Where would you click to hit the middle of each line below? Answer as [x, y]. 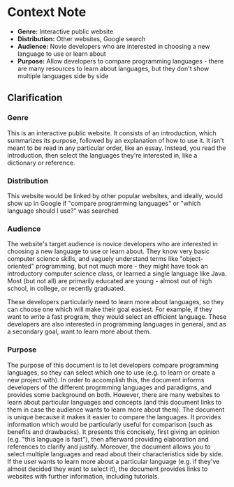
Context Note [47, 12]
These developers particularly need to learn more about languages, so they [116, 302]
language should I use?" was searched [63, 211]
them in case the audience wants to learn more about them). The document [116, 410]
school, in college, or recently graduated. [66, 289]
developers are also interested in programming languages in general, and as [117, 324]
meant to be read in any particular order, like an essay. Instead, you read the [117, 148]
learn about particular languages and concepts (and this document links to [115, 402]
